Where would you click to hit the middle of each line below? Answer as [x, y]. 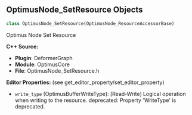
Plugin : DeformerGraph [44, 58]
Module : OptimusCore [42, 64]
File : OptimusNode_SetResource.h [57, 70]
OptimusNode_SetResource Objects [75, 10]
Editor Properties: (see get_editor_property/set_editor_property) [86, 82]
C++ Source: [22, 46]
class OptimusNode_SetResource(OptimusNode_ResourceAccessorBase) [90, 23]
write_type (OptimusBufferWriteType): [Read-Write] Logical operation [100, 94]
